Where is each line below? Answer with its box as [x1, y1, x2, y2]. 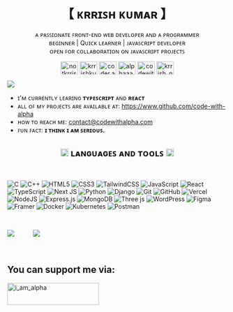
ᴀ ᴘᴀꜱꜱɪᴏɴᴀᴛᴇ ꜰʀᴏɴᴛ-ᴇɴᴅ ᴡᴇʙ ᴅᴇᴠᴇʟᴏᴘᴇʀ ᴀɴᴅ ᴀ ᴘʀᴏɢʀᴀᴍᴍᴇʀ [35, 30, 200, 38]
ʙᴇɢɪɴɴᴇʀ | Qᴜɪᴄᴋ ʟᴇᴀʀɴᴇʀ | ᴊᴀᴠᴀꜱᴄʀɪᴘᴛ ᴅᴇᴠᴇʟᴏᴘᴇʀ [48, 38, 186, 47]
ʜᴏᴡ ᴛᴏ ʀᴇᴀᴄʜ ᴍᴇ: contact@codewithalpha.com [17, 117, 153, 126]
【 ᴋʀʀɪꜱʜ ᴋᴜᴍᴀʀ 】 [61, 6, 173, 22]
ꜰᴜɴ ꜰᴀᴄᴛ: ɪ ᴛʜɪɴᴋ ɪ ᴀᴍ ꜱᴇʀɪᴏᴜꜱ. [17, 126, 105, 134]
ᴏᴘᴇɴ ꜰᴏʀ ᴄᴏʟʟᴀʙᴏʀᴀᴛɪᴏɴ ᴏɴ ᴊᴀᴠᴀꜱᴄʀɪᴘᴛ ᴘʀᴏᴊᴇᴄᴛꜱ [50, 47, 185, 55]
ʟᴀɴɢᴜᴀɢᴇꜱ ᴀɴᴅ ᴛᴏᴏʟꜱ [70, 147, 164, 159]
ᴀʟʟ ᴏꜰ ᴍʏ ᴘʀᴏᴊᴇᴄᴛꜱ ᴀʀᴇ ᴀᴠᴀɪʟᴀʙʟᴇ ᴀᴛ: [17, 102, 121, 110]
